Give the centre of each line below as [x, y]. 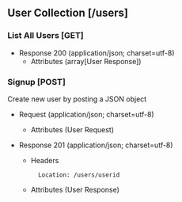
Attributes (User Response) [75, 189]
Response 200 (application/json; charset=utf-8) [97, 53]
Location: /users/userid [79, 175]
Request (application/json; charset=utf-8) [87, 114]
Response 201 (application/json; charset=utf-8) [96, 145]
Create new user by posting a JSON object [77, 99]
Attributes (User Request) [72, 129]
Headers [45, 160]
